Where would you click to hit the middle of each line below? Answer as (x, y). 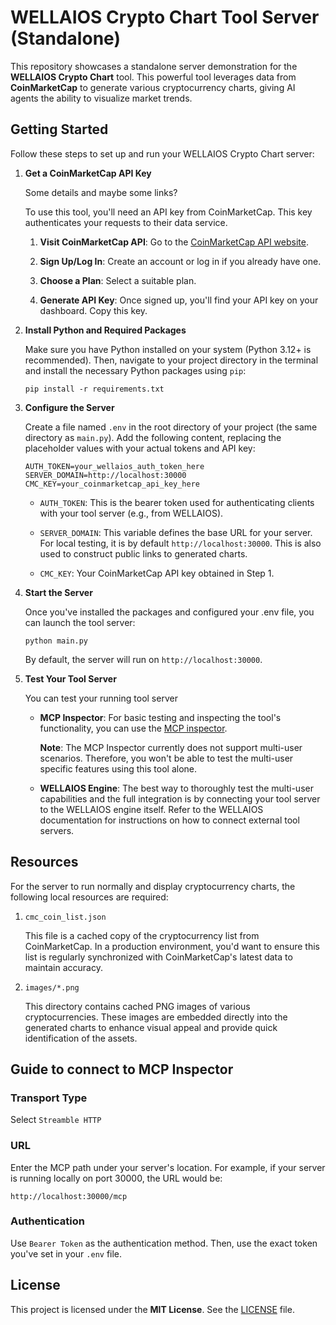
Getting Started (59, 129)
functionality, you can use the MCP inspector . (133, 728)
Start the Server (58, 592)
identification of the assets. (81, 1038)
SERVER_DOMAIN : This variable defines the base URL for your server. (176, 532)
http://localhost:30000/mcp (69, 1196)
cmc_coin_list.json (65, 917)
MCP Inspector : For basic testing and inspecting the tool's (160, 717)
